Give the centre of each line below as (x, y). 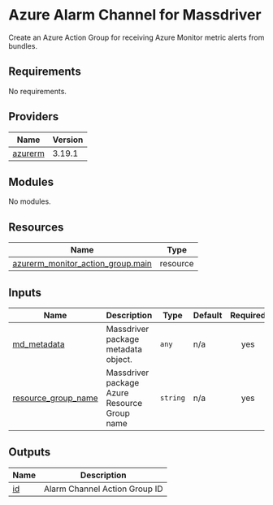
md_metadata (39, 344)
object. (119, 359)
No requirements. (38, 91)
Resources (36, 227)
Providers (34, 117)
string (172, 398)
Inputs (25, 293)
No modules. (30, 201)
